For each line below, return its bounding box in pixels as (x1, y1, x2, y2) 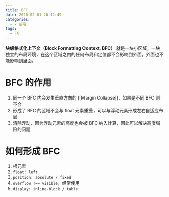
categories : (5, 17, 30, 22)
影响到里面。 (9, 58, 36, 63)
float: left (12, 169, 38, 175)
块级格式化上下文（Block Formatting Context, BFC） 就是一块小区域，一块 (5, 45, 160, 51)
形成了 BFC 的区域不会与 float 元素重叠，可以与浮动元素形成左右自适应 (12, 107, 159, 113)
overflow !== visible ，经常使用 (12, 180, 80, 186)
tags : (5, 26, 17, 31)
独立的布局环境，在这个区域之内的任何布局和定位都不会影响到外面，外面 (5, 51, 155, 57)
